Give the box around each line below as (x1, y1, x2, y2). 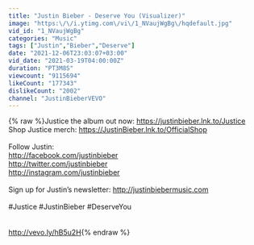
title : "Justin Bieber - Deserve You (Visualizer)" (8, 11, 185, 20)
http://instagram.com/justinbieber (8, 168, 120, 177)
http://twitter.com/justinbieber (8, 159, 108, 169)
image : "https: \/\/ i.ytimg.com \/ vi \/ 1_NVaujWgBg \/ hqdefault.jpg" (8, 19, 232, 27)
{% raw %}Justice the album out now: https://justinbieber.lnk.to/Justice (8, 116, 246, 126)
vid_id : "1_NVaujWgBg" (8, 27, 85, 35)
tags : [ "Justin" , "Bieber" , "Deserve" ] (8, 42, 135, 50)
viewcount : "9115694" (8, 72, 81, 80)
